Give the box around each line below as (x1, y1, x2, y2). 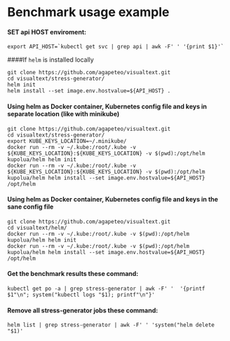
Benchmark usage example (7, 4, 170, 20)
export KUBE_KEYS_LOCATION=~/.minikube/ (7, 137, 128, 144)
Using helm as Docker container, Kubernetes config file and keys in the (7, 195, 219, 204)
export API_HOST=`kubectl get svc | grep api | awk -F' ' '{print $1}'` (7, 43, 224, 50)
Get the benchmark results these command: (7, 270, 139, 278)
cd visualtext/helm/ (7, 224, 68, 231)
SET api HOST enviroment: (7, 27, 86, 36)
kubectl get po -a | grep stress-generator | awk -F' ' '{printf (7, 285, 205, 292)
